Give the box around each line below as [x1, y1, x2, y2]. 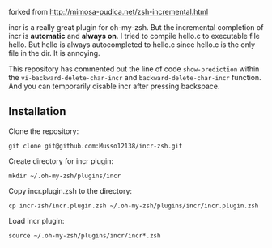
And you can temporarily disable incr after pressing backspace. [8, 81, 220, 91]
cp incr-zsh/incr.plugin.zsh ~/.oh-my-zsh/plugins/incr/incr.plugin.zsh [8, 202, 259, 210]
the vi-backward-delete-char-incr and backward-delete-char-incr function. [8, 73, 261, 82]
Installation [8, 105, 66, 118]
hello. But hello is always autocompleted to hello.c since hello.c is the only [8, 40, 256, 49]
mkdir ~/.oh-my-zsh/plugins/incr [8, 172, 121, 180]
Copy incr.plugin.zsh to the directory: [8, 186, 132, 195]
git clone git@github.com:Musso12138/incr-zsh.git [8, 142, 183, 150]
